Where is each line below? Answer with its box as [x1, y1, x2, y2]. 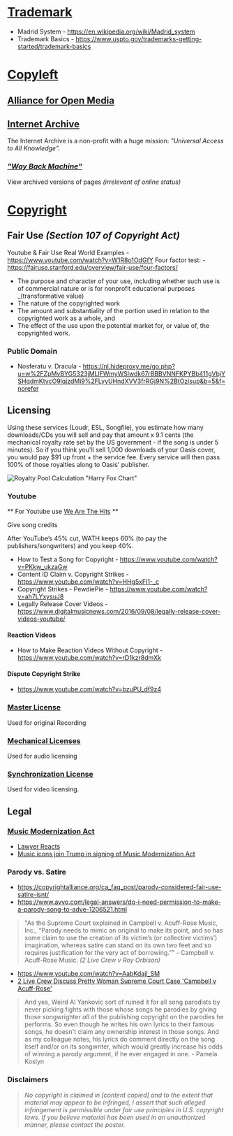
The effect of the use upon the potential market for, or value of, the [17, 321, 210, 329]
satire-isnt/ [17, 891, 50, 899]
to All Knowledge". [7, 144, 61, 152]
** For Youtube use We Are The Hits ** [7, 508, 119, 516]
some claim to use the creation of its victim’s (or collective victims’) [24, 934, 218, 942]
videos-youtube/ [17, 614, 66, 623]
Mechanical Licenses [7, 735, 81, 745]
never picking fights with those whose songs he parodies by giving [24, 1005, 217, 1014]
